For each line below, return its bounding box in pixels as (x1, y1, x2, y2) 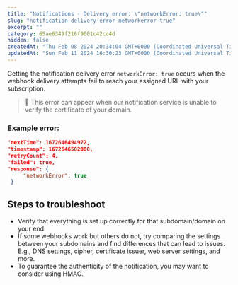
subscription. (7, 84, 46, 93)
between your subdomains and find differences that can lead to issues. (17, 240, 225, 248)
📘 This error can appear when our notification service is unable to (24, 98, 217, 106)
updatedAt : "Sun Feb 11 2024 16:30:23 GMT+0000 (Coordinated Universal (7, 50, 223, 57)
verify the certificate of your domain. (24, 105, 132, 114)
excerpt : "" (7, 23, 42, 30)
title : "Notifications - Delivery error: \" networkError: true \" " (7, 10, 208, 18)
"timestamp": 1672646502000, (7, 146, 93, 153)
